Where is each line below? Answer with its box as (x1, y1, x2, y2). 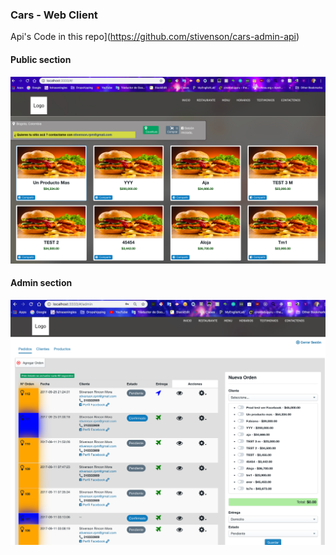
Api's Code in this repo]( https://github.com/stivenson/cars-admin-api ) (10, 31, 300, 43)
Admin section (10, 277, 73, 289)
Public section (10, 53, 72, 65)
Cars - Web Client (10, 8, 98, 22)
